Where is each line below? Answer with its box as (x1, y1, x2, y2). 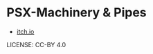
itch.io (16, 27, 35, 36)
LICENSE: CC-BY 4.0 (6, 40, 66, 49)
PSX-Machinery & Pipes (6, 5, 147, 21)
